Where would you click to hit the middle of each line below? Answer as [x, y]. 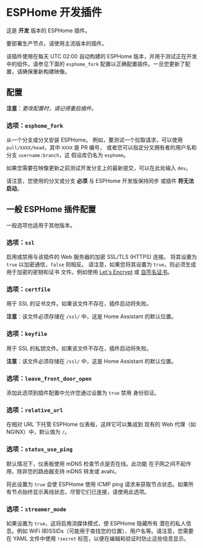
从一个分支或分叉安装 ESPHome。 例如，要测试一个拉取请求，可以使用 [95, 140]
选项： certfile [28, 289]
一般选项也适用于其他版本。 [41, 225]
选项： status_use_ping [39, 449]
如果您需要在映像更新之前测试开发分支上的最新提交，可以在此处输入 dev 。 [99, 168]
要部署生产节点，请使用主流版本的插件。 [57, 43]
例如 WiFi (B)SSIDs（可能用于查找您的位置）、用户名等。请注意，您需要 [105, 531]
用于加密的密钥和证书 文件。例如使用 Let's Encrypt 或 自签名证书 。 [90, 272]
